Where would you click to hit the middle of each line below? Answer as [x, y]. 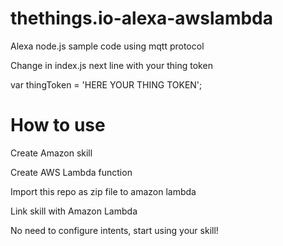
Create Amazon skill [51, 153]
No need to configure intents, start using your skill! [114, 230]
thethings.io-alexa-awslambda [141, 18]
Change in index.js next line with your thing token [111, 65]
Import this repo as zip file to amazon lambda [103, 191]
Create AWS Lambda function [71, 172]
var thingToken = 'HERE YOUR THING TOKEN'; [106, 84]
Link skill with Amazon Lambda [74, 211]
